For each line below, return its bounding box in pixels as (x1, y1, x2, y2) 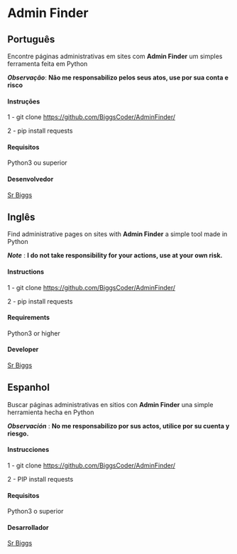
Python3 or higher (7, 328, 60, 338)
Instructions (7, 267, 45, 276)
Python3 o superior (7, 507, 64, 516)
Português (7, 33, 55, 45)
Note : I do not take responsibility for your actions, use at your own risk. (7, 251, 223, 260)
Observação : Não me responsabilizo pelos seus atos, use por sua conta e (7, 73, 229, 82)
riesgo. (7, 429, 29, 438)
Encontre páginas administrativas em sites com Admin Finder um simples (7, 52, 223, 60)
